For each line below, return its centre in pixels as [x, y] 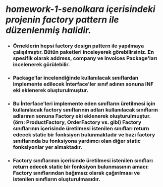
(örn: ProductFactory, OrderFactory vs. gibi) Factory [77, 122]
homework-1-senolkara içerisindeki [81, 9]
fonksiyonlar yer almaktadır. [47, 147]
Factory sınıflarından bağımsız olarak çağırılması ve [76, 173]
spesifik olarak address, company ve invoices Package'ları [85, 58]
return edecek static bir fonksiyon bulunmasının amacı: [81, 167]
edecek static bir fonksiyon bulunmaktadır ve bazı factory [84, 134]
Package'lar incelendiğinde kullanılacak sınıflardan [76, 78]
